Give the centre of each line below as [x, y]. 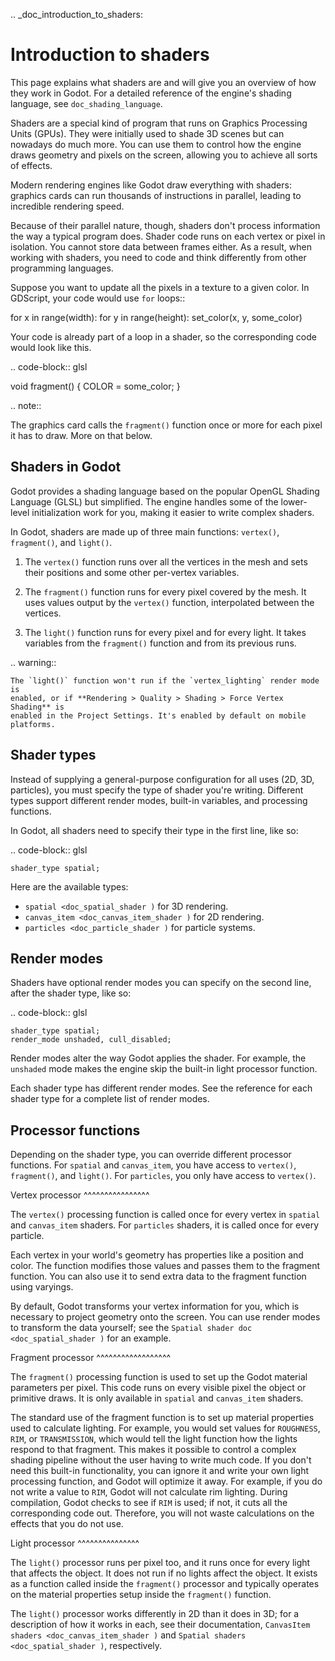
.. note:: [26, 405]
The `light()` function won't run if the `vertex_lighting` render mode [165, 680]
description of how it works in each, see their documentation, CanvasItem [160, 1625]
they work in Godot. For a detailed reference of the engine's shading [151, 93]
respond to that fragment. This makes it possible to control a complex [153, 1450]
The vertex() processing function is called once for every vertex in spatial [165, 1215]
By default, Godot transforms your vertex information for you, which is [155, 1306]
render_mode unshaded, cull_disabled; [91, 1040]
